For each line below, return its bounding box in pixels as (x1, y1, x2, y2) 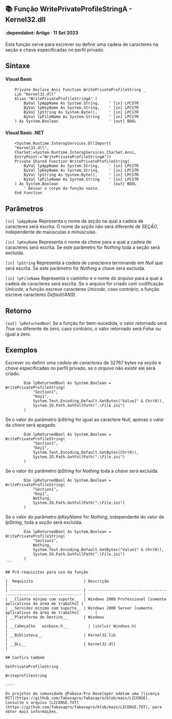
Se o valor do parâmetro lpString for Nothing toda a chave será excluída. (5, 468, 159, 474)
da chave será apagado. (5, 421, 57, 428)
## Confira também (5, 655, 45, 660)
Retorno (5, 306, 32, 315)
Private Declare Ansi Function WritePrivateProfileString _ (14, 87, 146, 93)
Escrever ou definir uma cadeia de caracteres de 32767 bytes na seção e (5, 359, 161, 365)
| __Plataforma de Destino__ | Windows (5, 614, 104, 620)
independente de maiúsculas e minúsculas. (5, 229, 97, 235)
